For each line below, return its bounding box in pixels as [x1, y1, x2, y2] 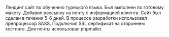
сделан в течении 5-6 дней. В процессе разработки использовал [5, 15, 147, 21]
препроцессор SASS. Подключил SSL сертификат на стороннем [5, 20, 145, 26]
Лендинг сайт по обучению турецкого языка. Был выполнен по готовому [5, 5, 164, 10]
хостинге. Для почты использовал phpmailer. [5, 26, 103, 32]
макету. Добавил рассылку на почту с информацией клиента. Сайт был [5, 10, 161, 16]
